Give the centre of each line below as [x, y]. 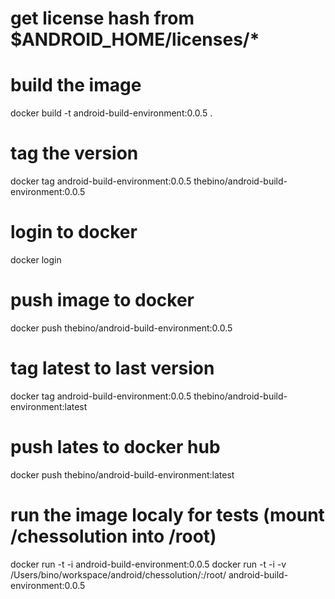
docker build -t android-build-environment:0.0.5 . [111, 113]
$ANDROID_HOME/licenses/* [135, 39]
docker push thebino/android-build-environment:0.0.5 [121, 328]
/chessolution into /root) [113, 536]
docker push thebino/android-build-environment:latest [122, 474]
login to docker [74, 232]
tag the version [74, 153]
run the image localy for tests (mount [167, 515]
